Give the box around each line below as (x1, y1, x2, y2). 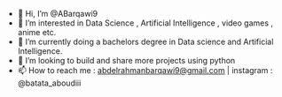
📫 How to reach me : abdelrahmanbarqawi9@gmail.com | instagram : (17, 65, 273, 75)
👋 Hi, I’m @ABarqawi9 (17, 9, 98, 19)
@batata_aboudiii (17, 78, 82, 88)
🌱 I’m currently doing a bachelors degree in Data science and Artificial (17, 36, 274, 47)
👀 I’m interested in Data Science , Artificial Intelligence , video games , (17, 18, 273, 28)
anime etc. (17, 27, 57, 37)
